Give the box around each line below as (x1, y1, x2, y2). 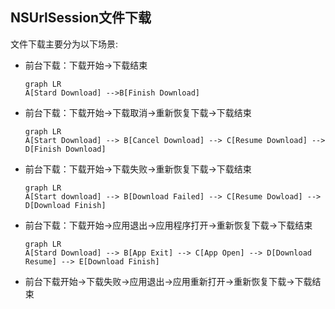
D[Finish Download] (24, 144, 107, 154)
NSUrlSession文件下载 (10, 9, 152, 27)
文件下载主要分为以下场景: (10, 38, 119, 50)
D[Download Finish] (24, 200, 107, 210)
